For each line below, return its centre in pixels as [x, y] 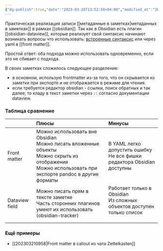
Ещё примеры [23, 233]
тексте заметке [54, 197]
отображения [52, 162]
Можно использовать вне [66, 131]
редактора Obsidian [132, 162]
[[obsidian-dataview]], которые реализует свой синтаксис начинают [75, 34]
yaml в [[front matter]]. [28, 44]
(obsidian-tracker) [57, 215]
